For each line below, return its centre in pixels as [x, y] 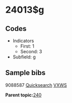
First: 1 [27, 46]
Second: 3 [31, 52]
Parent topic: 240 [23, 95]
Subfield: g [24, 57]
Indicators [23, 41]
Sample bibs [26, 73]
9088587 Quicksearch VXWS [36, 85]
